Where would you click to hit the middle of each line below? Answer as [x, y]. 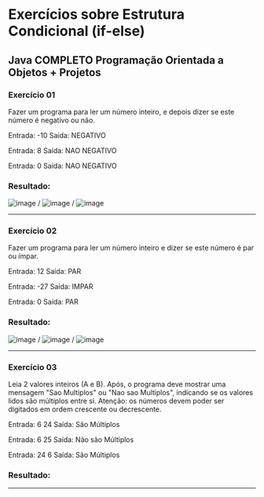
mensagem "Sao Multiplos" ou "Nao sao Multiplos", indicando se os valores [131, 393]
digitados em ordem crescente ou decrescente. [85, 409]
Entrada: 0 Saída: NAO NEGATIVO [62, 166]
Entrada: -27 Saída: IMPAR [51, 287]
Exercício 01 [32, 94]
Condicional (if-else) [77, 31]
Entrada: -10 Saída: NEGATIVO [57, 135]
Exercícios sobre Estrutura [96, 15]
